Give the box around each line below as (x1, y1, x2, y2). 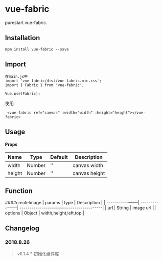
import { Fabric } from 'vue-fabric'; (5, 82, 84, 88)
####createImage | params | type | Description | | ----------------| (5, 199, 140, 205)
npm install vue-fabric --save (5, 47, 69, 52)
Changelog (5, 224, 40, 233)
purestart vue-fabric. (5, 20, 47, 25)
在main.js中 (5, 74, 28, 79)
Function (5, 187, 33, 195)
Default (50, 154, 68, 161)
